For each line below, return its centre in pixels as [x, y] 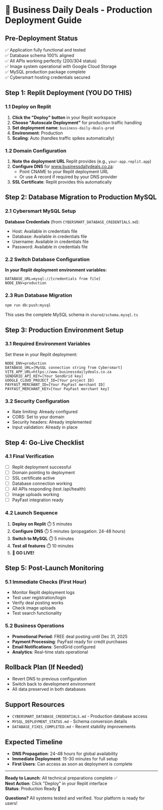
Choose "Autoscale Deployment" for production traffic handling [77, 122]
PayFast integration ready [38, 500]
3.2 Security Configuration [37, 401]
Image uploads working [35, 495]
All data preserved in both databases [49, 689]
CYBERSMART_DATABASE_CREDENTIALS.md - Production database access [80, 716]
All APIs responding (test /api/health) [49, 489]
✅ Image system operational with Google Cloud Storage [61, 66]
